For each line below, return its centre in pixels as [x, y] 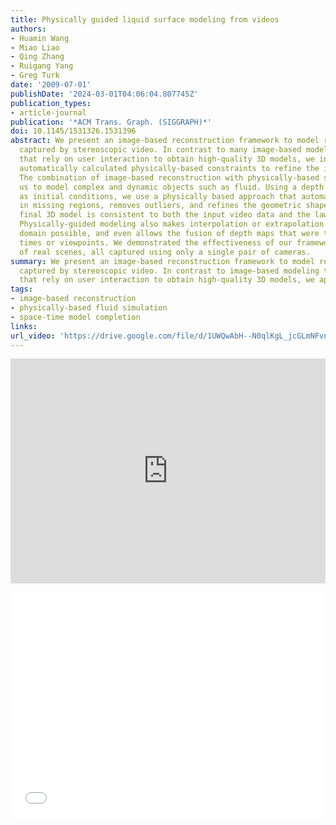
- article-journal [48, 112]
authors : [28, 29]
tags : [21, 289]
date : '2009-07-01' [51, 85]
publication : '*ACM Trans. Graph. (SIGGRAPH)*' [111, 122]
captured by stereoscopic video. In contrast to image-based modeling [169, 271]
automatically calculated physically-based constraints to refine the [169, 168]
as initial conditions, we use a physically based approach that [158, 196]
